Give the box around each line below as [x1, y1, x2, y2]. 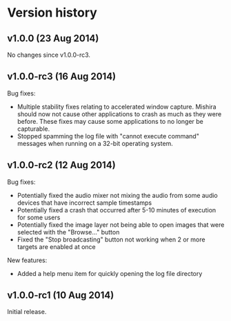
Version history [7, 5, 98, 21]
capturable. [17, 125, 50, 133]
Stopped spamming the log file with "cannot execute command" [17, 131, 200, 140]
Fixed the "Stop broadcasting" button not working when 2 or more [17, 235, 205, 244]
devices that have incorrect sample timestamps [17, 199, 152, 207]
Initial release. [7, 308, 47, 316]
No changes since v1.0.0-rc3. [7, 51, 91, 59]
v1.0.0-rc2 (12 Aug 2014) [7, 159, 116, 171]
